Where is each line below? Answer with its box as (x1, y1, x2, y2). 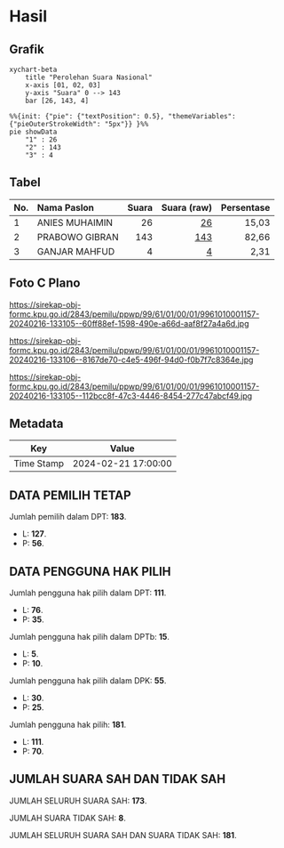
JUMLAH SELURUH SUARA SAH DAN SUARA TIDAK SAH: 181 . (9, 829, 237, 840)
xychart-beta (9, 65, 58, 74)
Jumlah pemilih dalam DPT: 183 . (9, 512, 127, 522)
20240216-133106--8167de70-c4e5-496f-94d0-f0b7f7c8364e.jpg (9, 354, 254, 365)
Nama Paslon (36, 201, 95, 214)
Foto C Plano (9, 276, 81, 291)
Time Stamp (13, 457, 65, 470)
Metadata (9, 416, 64, 432)
